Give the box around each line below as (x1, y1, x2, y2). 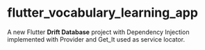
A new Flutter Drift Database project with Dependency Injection (7, 28, 190, 36)
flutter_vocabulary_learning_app (7, 5, 198, 21)
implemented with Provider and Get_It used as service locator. (7, 35, 186, 43)
